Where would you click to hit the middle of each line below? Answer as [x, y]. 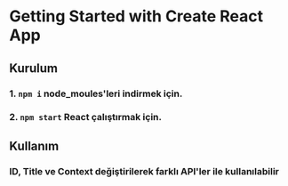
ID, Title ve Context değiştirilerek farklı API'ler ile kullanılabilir [144, 171]
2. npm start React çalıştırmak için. [86, 117]
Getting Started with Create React [136, 16]
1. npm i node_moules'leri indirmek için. [96, 93]
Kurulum [34, 68]
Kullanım [34, 146]
